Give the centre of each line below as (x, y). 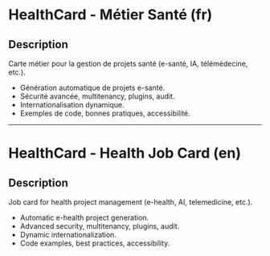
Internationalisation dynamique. (72, 105)
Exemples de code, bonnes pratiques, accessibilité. (105, 113)
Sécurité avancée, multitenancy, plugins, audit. (97, 96)
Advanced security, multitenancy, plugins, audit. (100, 226)
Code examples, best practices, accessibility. (95, 243)
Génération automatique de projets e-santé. (92, 87)
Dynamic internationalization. (68, 235)
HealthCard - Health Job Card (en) (125, 153)
